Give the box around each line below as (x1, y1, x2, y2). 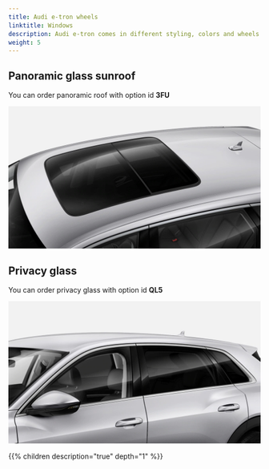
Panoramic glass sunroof (8, 69, 136, 83)
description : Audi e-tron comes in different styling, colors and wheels (8, 30, 260, 38)
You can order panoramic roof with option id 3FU (8, 91, 171, 100)
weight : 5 (8, 38, 42, 46)
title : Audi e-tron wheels (8, 13, 98, 21)
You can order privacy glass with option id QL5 (8, 285, 163, 295)
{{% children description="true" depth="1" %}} (8, 451, 163, 461)
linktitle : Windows (8, 21, 74, 30)
